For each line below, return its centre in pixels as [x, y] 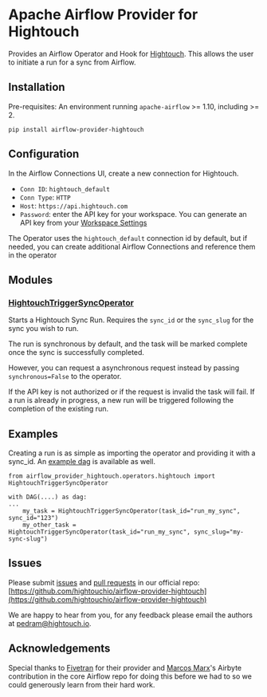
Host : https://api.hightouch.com [74, 206]
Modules [31, 280]
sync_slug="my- [219, 532]
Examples [33, 433]
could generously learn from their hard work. [82, 684]
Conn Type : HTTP [45, 197]
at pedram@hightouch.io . [50, 623]
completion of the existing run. [59, 409]
